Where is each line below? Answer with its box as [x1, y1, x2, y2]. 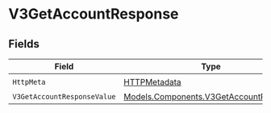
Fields [8, 37, 40, 51]
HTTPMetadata [123, 76, 181, 87]
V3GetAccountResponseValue [12, 92, 116, 101]
